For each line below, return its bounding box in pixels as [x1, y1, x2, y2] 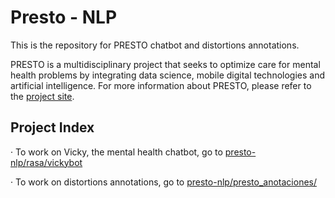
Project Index [10, 119, 95, 136]
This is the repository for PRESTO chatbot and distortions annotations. [10, 39, 300, 51]
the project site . [10, 90, 75, 102]
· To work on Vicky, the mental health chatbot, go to [10, 146, 223, 158]
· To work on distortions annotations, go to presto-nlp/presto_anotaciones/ [10, 176, 317, 188]
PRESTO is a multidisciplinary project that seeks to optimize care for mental [10, 58, 321, 70]
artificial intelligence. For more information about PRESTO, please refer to [10, 79, 312, 91]
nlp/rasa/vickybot [10, 156, 83, 168]
